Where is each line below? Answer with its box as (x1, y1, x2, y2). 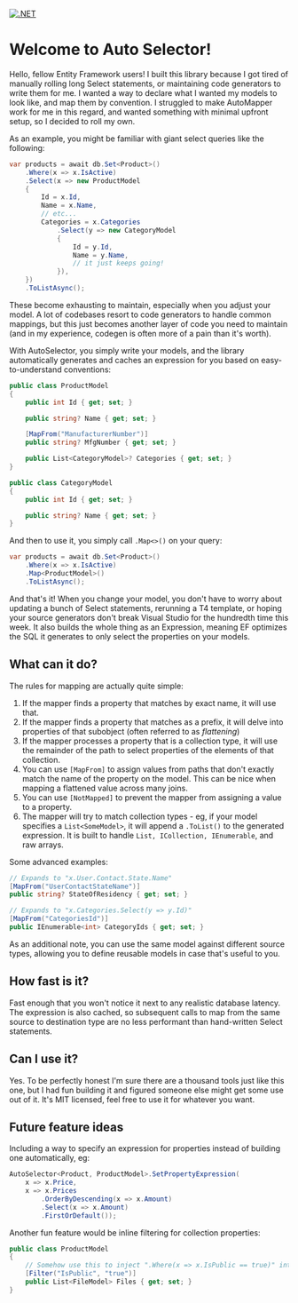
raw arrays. (21, 839, 64, 850)
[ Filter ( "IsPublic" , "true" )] (25, 1269, 137, 1278)
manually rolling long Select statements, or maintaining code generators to (9, 78, 281, 89)
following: (9, 142, 45, 153)
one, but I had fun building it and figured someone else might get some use (9, 1085, 284, 1095)
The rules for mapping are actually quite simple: (9, 680, 184, 691)
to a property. (21, 801, 73, 812)
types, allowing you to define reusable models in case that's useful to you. (9, 948, 281, 958)
